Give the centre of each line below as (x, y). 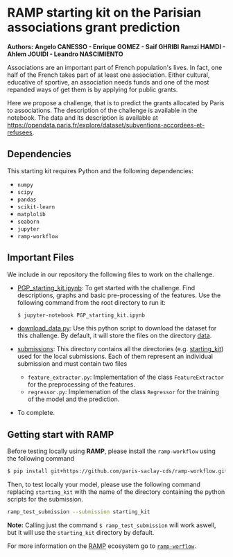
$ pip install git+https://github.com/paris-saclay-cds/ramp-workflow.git (118, 471)
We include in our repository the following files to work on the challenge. (111, 274)
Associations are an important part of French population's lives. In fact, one (115, 67)
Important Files (41, 258)
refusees (20, 132)
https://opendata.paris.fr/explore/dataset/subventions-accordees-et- (106, 125)
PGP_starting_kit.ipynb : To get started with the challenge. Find (106, 288)
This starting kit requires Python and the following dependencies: (101, 170)
